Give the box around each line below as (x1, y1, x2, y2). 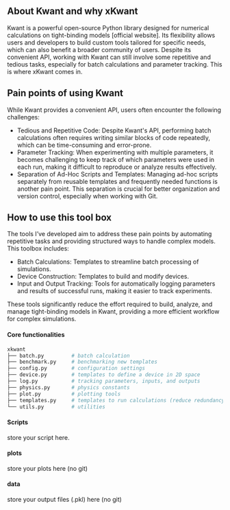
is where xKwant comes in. (7, 67, 83, 76)
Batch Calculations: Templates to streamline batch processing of (16, 257, 199, 266)
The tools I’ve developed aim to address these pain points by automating (7, 230, 212, 238)
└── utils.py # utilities (7, 403, 106, 410)
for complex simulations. (7, 315, 77, 323)
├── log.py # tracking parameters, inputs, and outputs (7, 378, 201, 385)
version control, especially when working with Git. (16, 192, 158, 200)
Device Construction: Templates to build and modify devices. (16, 273, 190, 281)
